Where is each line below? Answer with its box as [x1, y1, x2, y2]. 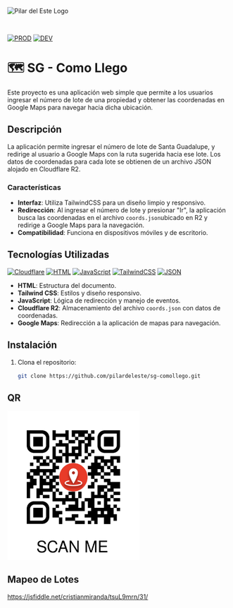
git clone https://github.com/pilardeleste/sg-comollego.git [17, 372, 201, 379]
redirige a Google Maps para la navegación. [17, 221, 145, 229]
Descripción [7, 123, 62, 135]
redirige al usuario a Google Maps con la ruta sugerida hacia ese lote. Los [7, 150, 221, 158]
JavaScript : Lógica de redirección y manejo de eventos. [17, 296, 181, 305]
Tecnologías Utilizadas [7, 249, 110, 261]
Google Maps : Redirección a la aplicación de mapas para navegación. [17, 318, 221, 327]
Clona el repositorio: [17, 358, 77, 366]
